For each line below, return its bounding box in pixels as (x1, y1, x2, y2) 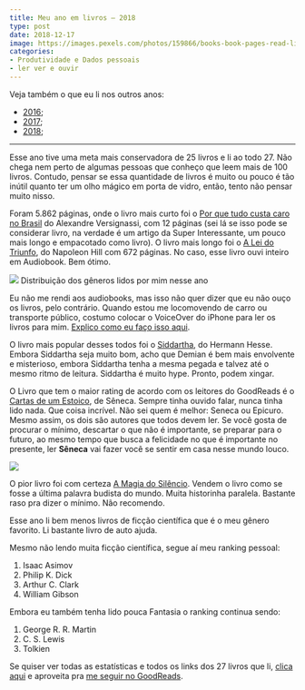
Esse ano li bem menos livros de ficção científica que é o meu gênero (9, 515, 270, 526)
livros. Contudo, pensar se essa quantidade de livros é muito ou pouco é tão (9, 171, 295, 182)
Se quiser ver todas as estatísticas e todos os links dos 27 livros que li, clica (9, 660, 293, 672)
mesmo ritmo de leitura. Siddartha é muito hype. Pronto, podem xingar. (9, 368, 275, 379)
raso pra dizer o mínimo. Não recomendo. (9, 497, 165, 508)
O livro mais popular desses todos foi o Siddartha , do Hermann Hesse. (9, 339, 273, 350)
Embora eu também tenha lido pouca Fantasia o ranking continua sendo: (9, 606, 281, 617)
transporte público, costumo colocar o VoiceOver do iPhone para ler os (9, 311, 276, 322)
